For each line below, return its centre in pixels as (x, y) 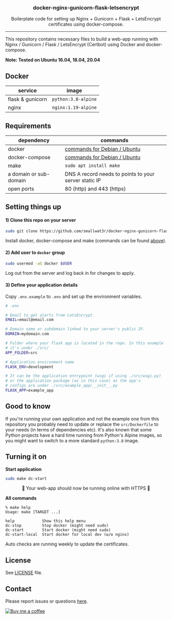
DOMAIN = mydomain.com (27, 334)
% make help (18, 508)
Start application (24, 469)
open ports (21, 189)
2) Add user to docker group (35, 252)
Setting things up (33, 207)
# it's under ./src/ (27, 348)
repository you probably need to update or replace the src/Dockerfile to (82, 424)
